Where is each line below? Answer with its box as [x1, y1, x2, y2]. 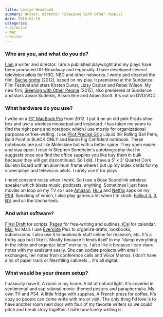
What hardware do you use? [5, 105, 73, 112]
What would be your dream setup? [5, 269, 89, 276]
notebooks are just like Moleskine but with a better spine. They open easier [5, 142, 156, 148]
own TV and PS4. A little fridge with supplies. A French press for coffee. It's [5, 291, 157, 297]
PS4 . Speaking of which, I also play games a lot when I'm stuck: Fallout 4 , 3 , [5, 193, 158, 198]
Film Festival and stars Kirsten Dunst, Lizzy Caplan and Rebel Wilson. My [5, 82, 151, 88]
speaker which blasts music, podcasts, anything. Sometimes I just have [5, 182, 148, 188]
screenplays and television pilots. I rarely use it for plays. [5, 168, 119, 174]
